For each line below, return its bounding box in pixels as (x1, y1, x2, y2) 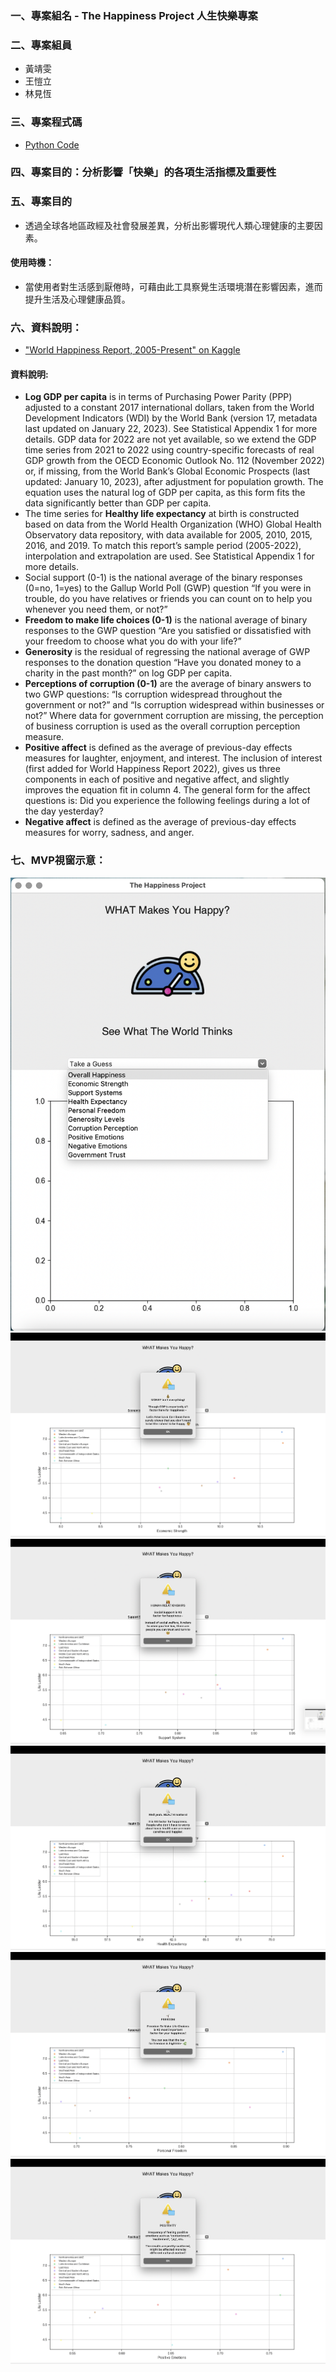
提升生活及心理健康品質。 (24, 293, 131, 305)
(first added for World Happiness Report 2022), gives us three (24, 763, 281, 775)
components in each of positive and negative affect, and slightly (24, 773, 290, 786)
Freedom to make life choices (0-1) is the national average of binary (24, 614, 308, 626)
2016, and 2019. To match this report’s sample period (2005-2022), (24, 540, 302, 552)
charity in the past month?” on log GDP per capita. (24, 667, 233, 679)
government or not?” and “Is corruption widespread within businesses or (24, 699, 325, 711)
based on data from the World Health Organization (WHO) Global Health (24, 518, 322, 531)
